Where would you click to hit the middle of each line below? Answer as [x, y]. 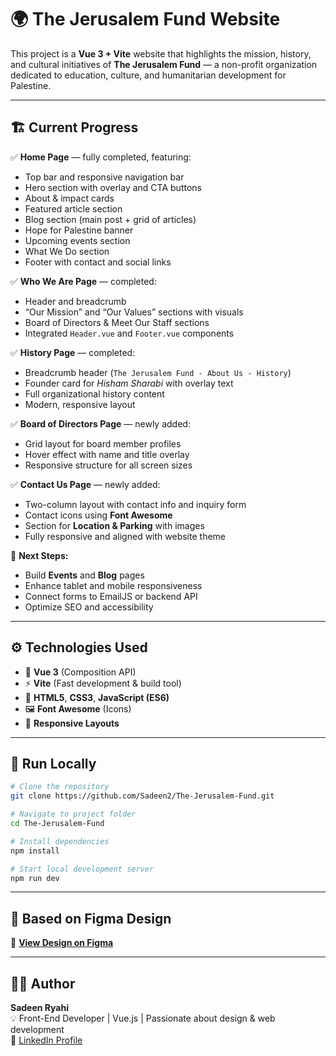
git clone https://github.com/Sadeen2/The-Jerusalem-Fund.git [142, 796]
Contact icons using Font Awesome [98, 515]
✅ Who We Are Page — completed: [83, 281]
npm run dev [35, 878]
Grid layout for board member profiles [103, 443]
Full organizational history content [94, 393]
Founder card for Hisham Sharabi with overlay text [129, 383]
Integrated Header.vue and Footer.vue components [129, 333]
